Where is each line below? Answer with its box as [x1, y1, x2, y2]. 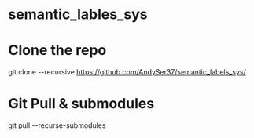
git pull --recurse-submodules [8, 121, 106, 130]
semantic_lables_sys [8, 5, 148, 24]
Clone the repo [8, 42, 107, 60]
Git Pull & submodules [8, 95, 155, 113]
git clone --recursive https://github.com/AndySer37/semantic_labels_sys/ [8, 67, 246, 77]
